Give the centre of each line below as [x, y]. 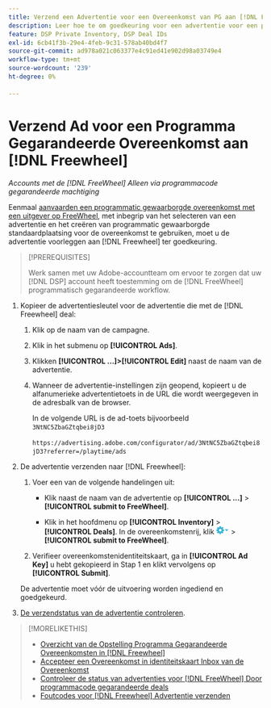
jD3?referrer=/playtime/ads [79, 451]
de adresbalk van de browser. [81, 402]
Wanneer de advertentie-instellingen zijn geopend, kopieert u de [139, 385]
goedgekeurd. [43, 597]
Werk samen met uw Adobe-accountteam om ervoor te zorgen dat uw [145, 272]
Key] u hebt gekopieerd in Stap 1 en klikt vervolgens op [124, 564]
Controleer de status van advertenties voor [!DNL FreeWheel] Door [151, 678]
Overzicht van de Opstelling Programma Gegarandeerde [133, 644]
